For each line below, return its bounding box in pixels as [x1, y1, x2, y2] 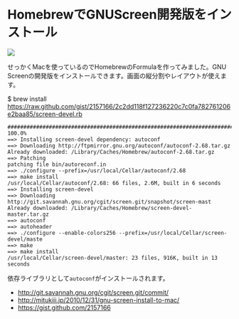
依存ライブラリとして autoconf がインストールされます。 [7, 273, 169, 282]
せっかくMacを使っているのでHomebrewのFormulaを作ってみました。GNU [7, 62, 227, 71]
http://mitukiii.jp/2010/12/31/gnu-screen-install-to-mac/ [17, 296, 180, 304]
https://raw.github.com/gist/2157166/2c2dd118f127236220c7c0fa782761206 [7, 102, 231, 110]
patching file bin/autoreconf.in [7, 161, 107, 168]
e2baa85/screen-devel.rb [7, 110, 83, 118]
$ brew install [7, 94, 48, 103]
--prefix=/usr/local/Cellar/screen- [118, 229, 228, 236]
